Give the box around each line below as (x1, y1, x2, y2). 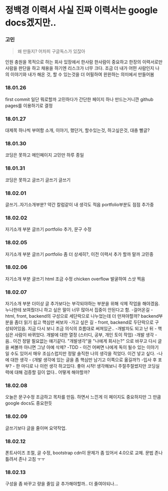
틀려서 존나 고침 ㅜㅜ (5, 456, 45, 462)
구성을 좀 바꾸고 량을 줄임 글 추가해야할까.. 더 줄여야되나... (5, 481, 118, 487)
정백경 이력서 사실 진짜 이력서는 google (5, 4, 158, 16)
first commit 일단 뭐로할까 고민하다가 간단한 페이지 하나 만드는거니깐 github (5, 96, 153, 102)
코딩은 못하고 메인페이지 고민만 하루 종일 (5, 152, 84, 158)
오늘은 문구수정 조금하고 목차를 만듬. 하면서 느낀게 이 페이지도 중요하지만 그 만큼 (5, 394, 161, 400)
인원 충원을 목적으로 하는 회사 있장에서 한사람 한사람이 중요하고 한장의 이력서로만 (5, 59, 163, 65)
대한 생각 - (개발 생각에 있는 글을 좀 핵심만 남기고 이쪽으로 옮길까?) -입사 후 (10, 357, 157, 363)
